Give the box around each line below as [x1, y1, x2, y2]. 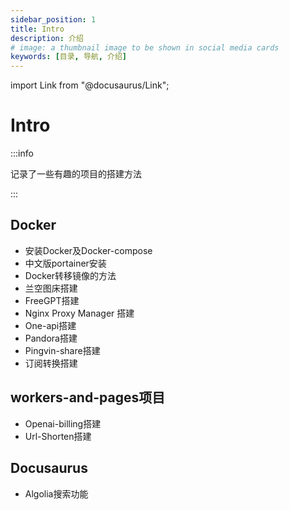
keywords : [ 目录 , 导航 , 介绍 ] [10, 52, 128, 62]
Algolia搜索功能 [24, 487, 89, 500]
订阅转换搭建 [24, 357, 78, 369]
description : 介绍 [10, 33, 84, 43]
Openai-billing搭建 [24, 417, 102, 430]
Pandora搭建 [24, 332, 78, 344]
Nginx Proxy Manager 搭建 [24, 307, 135, 319]
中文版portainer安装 [24, 257, 107, 269]
